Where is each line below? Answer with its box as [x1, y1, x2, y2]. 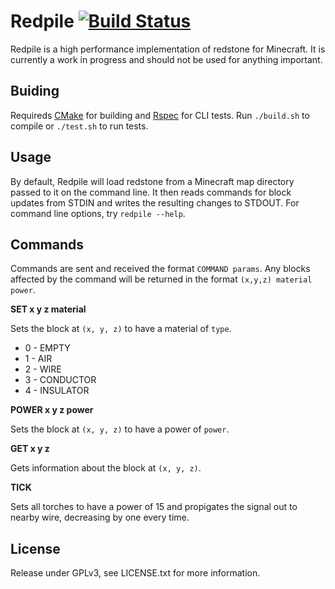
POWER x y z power [10, 404, 94, 416]
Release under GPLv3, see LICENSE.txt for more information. [10, 567, 261, 579]
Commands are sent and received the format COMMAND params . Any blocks [10, 263, 311, 275]
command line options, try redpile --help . [10, 207, 186, 219]
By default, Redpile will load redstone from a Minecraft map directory [10, 175, 295, 187]
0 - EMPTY [24, 342, 71, 354]
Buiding [10, 83, 60, 100]
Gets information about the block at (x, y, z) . [10, 462, 202, 474]
